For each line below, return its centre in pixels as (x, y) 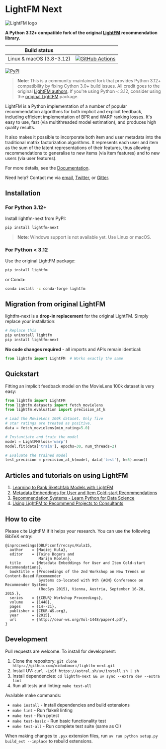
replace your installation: (30, 321)
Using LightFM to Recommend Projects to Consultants (68, 503)
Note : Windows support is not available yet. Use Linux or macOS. (84, 237)
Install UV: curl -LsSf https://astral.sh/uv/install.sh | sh (76, 670)
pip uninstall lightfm (29, 335)
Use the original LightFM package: (40, 261)
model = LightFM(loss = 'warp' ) (37, 442)
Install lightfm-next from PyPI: (36, 218)
